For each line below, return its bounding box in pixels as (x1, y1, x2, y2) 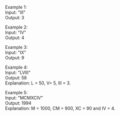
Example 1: (5, 4, 27, 10)
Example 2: (5, 24, 28, 30)
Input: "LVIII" (5, 70, 31, 76)
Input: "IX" (5, 49, 26, 55)
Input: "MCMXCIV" (5, 95, 43, 101)
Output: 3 (5, 15, 25, 20)
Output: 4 (5, 35, 25, 40)
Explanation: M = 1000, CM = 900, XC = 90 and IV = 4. (5, 106, 116, 111)
